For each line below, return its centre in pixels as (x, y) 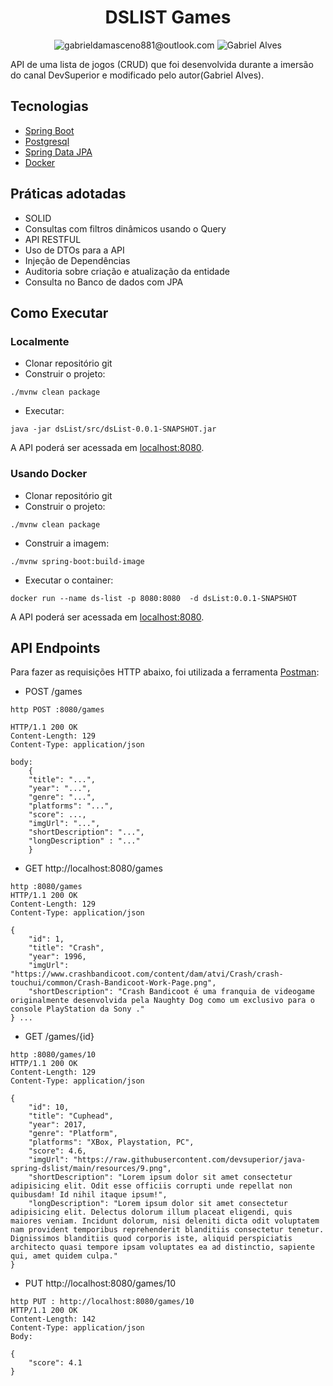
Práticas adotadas (68, 194)
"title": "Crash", (66, 948)
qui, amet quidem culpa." (64, 1256)
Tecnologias (49, 106)
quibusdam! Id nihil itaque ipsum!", (89, 1195)
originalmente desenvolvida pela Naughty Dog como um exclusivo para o (162, 1001)
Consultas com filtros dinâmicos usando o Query (125, 228)
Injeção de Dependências (77, 260)
